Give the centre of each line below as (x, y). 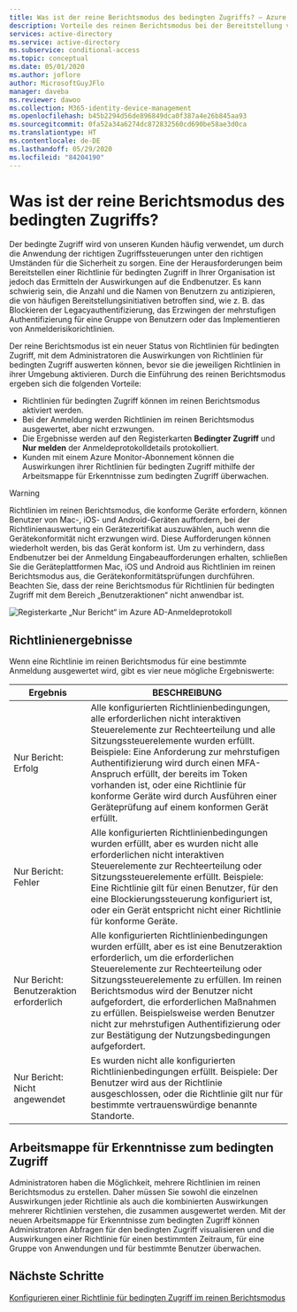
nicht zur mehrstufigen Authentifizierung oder (186, 1024)
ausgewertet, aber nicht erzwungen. (88, 429)
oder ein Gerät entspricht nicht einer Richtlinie (186, 910)
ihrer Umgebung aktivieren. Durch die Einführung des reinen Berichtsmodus (147, 374)
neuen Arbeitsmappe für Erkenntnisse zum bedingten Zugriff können (134, 1220)
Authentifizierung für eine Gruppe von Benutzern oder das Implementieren (145, 320)
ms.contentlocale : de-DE (55, 141)
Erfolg (26, 768)
